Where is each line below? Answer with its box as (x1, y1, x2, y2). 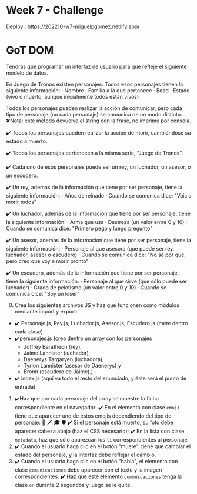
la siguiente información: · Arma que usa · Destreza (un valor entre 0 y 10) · (6, 218, 188, 225)
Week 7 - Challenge (6, 4, 104, 17)
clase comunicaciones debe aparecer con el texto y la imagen (14, 466, 162, 473)
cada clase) (14, 328, 43, 335)
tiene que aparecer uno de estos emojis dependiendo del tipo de (14, 412, 172, 419)
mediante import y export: (14, 308, 78, 315)
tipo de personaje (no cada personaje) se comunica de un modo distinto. (6, 111, 182, 118)
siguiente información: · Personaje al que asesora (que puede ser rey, (6, 245, 175, 252)
